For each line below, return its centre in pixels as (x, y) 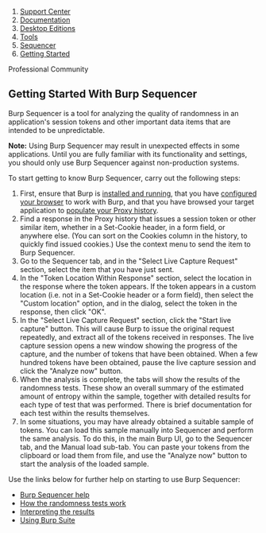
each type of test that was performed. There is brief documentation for (136, 404)
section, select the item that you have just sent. (97, 269)
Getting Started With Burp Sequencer (103, 94)
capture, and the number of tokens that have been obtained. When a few (139, 354)
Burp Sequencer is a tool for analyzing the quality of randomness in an (124, 113)
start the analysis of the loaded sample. (84, 464)
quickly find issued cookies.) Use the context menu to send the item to (135, 244)
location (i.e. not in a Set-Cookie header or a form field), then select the (137, 294)
